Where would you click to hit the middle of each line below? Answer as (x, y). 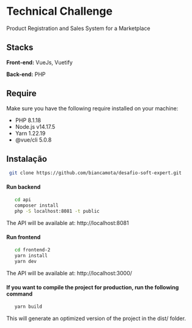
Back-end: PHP (26, 74)
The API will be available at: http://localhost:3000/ (69, 273)
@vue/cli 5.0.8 (33, 140)
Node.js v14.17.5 (35, 126)
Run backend (24, 187)
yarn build (28, 307)
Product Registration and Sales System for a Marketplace (79, 28)
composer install (37, 206)
